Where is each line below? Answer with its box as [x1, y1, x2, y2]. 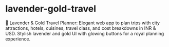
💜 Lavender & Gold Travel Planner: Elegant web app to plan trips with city [5, 20, 160, 26]
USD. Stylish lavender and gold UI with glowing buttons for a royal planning [5, 30, 164, 36]
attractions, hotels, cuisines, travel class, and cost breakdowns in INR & [5, 25, 156, 31]
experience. [5, 36, 31, 42]
